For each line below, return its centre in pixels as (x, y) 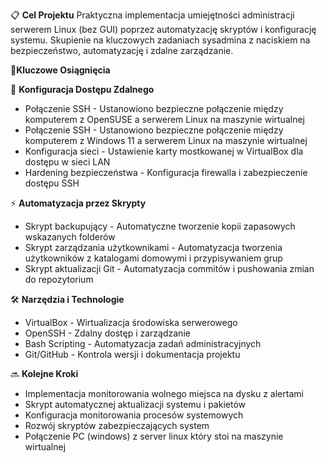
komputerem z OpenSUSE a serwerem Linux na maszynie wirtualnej (164, 119)
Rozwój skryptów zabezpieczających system (117, 425)
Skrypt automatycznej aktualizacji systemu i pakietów (135, 404)
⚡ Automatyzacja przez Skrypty (78, 203)
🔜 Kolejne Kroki (44, 373)
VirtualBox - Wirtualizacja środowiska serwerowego (131, 322)
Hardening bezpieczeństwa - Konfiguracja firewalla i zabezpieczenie (166, 172)
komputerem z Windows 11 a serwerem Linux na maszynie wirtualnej (166, 140)
